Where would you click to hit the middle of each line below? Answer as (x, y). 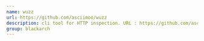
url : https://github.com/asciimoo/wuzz (57, 17)
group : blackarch (28, 29)
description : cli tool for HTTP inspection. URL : (72, 23)
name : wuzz (20, 12)
